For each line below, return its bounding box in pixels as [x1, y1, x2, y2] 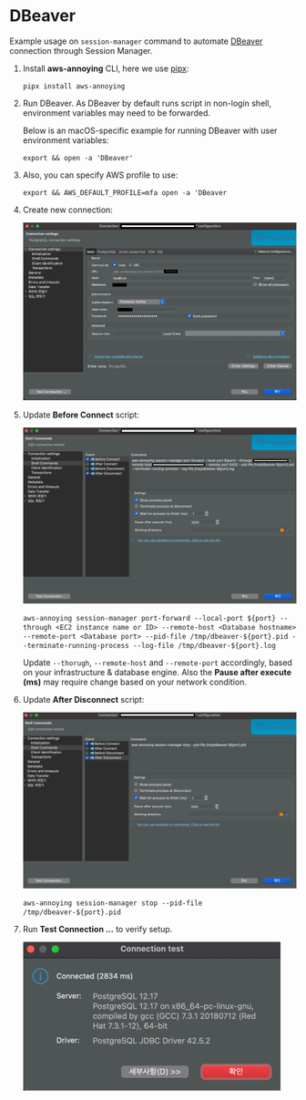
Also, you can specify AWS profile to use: [22, 170, 178, 180]
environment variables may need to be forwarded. [22, 107, 211, 118]
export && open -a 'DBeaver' [22, 153, 134, 162]
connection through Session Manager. [9, 45, 153, 56]
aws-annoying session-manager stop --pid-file [22, 899, 203, 908]
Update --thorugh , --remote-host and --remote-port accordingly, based [22, 657, 293, 668]
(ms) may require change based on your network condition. [22, 676, 248, 687]
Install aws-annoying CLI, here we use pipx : [22, 63, 189, 74]
